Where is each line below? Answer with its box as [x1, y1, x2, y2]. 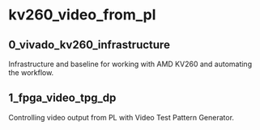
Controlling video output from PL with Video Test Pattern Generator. [8, 112, 235, 122]
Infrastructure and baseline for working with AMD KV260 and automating [8, 59, 253, 69]
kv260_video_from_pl [8, 6, 156, 24]
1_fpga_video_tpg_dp [8, 91, 117, 105]
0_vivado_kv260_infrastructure [8, 38, 170, 52]
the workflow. [8, 68, 54, 78]
